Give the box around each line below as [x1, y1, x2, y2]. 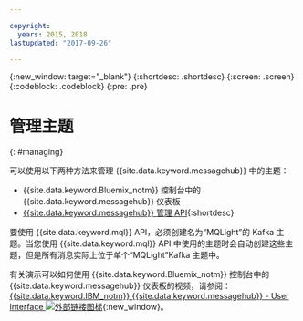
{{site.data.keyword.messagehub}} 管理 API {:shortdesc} [22, 207, 235, 219]
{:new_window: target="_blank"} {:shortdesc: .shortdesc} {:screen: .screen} [9, 71, 295, 82]
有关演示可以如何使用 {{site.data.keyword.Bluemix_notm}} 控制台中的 [9, 269, 270, 280]
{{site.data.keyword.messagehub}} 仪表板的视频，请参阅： [9, 280, 231, 292]
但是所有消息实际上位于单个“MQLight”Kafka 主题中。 [25, 250, 225, 261]
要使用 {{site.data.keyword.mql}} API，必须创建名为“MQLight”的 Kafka [9, 227, 275, 238]
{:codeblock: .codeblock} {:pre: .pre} [9, 81, 148, 92]
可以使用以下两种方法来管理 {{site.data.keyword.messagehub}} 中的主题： [9, 165, 289, 176]
